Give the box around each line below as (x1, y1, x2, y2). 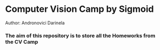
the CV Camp (5, 38, 38, 45)
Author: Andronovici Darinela (5, 20, 65, 26)
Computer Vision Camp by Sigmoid (5, 3, 154, 15)
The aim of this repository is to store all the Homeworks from (5, 32, 155, 39)
